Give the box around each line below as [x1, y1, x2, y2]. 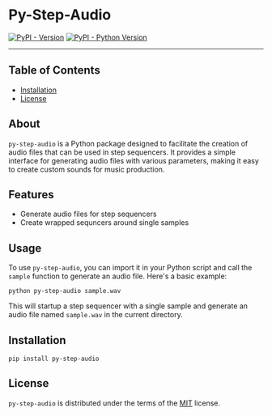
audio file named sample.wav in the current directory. [8, 310, 184, 320]
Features [8, 188, 54, 202]
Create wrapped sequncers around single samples [19, 218, 189, 227]
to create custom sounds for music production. [8, 164, 165, 174]
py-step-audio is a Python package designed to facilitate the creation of [8, 138, 249, 148]
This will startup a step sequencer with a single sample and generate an [8, 301, 249, 311]
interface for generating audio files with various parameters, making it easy [8, 155, 259, 165]
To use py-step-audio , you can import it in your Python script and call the [8, 263, 253, 273]
